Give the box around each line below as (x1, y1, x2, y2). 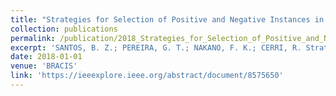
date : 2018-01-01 (10, 52, 83, 62)
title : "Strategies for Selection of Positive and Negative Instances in (10, 14, 325, 25)
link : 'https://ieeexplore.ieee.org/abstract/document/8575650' (10, 71, 284, 81)
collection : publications (10, 24, 118, 34)
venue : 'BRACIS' (10, 61, 78, 71)
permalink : (10, 33, 56, 43)
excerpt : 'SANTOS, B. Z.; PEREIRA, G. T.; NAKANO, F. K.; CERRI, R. (10, 42, 302, 53)
